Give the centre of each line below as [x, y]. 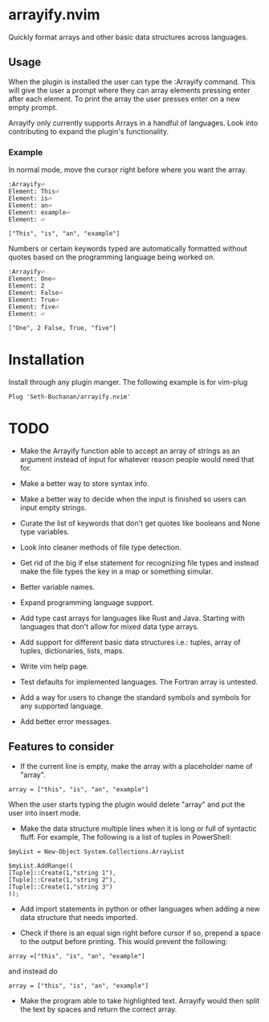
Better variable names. [57, 587]
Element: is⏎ [30, 198]
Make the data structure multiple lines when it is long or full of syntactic [138, 828]
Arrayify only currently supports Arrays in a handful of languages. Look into [133, 123]
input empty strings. [53, 507]
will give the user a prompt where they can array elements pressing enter [129, 90]
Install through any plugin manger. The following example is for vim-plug [128, 382]
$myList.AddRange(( [41, 865]
